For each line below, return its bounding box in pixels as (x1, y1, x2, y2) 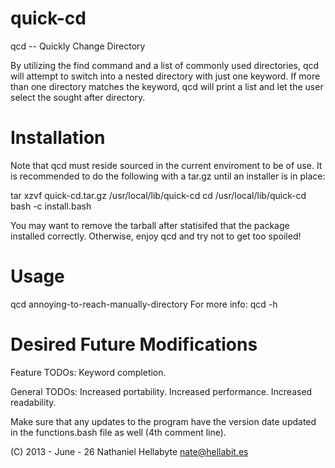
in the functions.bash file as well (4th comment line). (10, 426, 227, 438)
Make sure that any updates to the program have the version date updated (10, 415, 317, 427)
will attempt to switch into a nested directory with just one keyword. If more (10, 70, 321, 82)
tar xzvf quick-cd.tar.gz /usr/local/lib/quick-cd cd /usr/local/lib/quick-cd (10, 189, 307, 201)
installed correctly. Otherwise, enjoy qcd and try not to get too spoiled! (10, 230, 302, 242)
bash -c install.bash (10, 200, 92, 212)
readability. (10, 396, 57, 408)
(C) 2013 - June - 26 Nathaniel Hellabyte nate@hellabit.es (10, 445, 249, 457)
